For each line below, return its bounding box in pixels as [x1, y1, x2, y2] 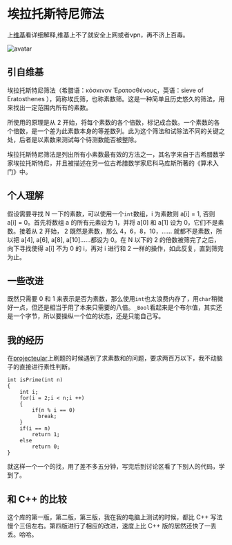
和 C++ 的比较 [7, 493, 67, 505]
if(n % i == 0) [32, 407, 76, 414]
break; [37, 413, 57, 420]
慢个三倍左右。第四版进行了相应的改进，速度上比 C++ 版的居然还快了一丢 [7, 521, 217, 530]
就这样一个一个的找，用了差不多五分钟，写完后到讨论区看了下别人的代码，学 [7, 462, 225, 471]
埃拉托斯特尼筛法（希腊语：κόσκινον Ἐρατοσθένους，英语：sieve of [7, 86, 204, 94]
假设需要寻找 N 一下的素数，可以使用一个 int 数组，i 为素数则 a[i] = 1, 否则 [7, 209, 215, 218]
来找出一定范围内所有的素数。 [7, 103, 92, 112]
